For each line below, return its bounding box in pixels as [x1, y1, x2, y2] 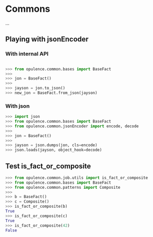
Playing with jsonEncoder [5, 35, 89, 44]
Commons [5, 3, 50, 15]
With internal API [5, 50, 49, 57]
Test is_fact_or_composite [5, 162, 91, 170]
